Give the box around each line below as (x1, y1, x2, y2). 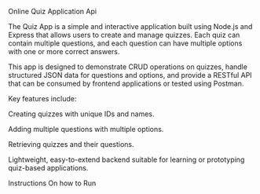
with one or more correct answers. (8, 47, 120, 56)
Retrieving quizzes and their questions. (8, 140, 134, 148)
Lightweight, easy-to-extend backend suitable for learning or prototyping (8, 155, 245, 164)
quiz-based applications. (8, 163, 89, 172)
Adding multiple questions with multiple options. (8, 125, 164, 134)
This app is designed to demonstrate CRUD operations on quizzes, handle (8, 62, 247, 71)
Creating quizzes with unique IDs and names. (8, 109, 155, 119)
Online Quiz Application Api (8, 7, 97, 16)
